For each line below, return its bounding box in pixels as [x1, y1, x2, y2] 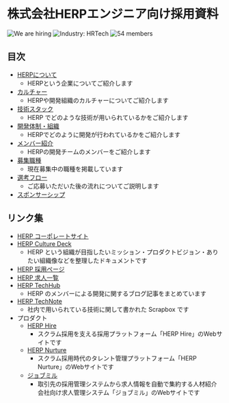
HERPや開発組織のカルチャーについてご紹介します [27, 96, 169, 104]
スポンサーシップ [16, 190, 66, 199]
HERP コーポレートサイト [16, 232, 89, 240]
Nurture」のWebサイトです [37, 363, 114, 371]
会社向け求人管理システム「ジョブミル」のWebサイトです [37, 388, 200, 396]
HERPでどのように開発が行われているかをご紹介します [27, 130, 181, 138]
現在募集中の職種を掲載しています [27, 164, 124, 173]
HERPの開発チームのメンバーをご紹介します [27, 147, 151, 156]
